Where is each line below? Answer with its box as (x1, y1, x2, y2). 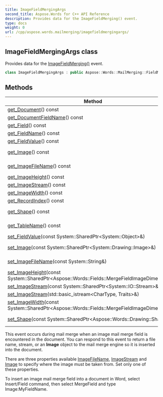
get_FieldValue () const (7, 138, 59, 144)
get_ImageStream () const (7, 181, 66, 188)
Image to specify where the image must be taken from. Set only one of (5, 361, 147, 367)
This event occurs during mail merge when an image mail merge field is (5, 331, 148, 337)
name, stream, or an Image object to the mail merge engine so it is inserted (5, 341, 155, 347)
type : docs (5, 20, 27, 26)
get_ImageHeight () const (7, 173, 65, 180)
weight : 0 (5, 25, 25, 30)
